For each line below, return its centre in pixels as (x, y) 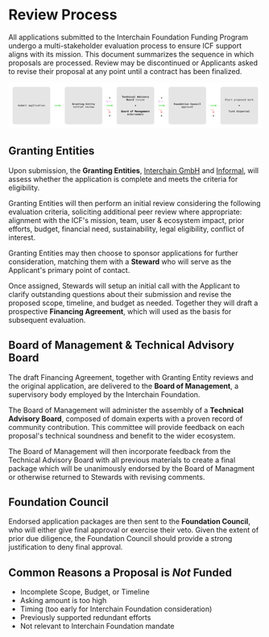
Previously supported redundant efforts (85, 618)
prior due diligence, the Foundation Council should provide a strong (120, 539)
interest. (22, 237)
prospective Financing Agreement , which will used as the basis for (120, 311)
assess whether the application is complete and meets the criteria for (123, 179)
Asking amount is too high (63, 601)
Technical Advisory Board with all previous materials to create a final (122, 460)
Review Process (63, 15)
